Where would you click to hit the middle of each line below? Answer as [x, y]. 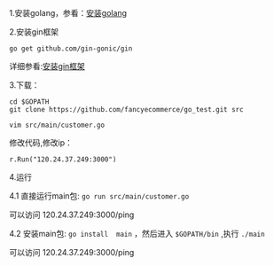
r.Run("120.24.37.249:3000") [63, 160]
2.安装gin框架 [34, 32]
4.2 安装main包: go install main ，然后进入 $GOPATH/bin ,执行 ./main [137, 234]
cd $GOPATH [29, 102]
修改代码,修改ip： [41, 143]
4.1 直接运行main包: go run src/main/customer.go [99, 196]
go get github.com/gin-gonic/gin [71, 49]
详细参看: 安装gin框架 [47, 66]
